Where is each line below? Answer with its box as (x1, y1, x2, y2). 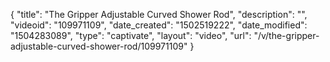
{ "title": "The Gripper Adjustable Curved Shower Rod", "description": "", (10, 9, 308, 20)
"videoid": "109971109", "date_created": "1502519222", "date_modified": (10, 19, 308, 31)
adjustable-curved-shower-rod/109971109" (10, 40, 188, 52)
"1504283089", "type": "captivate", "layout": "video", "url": (10, 30, 252, 41)
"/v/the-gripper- (253, 30, 320, 41)
